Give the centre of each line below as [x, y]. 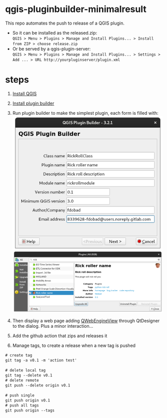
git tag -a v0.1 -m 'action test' [41, 360]
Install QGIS [24, 93]
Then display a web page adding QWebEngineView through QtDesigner [86, 321]
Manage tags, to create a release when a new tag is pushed [74, 346]
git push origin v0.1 [28, 400]
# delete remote [22, 380]
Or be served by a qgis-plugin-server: [51, 49]
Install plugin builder [33, 103]
